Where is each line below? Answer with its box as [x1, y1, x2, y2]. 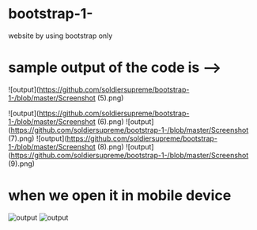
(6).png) [97, 116, 124, 126]
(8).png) [97, 141, 124, 151]
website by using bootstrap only [8, 31, 113, 40]
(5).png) [97, 92, 124, 103]
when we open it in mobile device [8, 187, 232, 205]
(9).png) [8, 159, 36, 168]
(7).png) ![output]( [8, 134, 67, 143]
